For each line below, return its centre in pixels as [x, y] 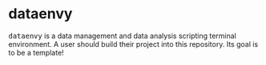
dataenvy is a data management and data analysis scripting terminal [122, 36]
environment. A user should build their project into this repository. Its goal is [133, 44]
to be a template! [36, 52]
